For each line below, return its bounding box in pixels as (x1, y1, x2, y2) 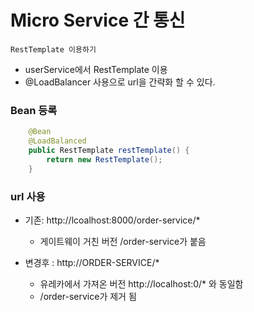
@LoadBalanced (28, 136, 87, 146)
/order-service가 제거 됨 (39, 290, 137, 302)
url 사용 (10, 189, 46, 203)
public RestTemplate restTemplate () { (28, 145, 190, 155)
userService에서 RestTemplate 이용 (24, 63, 168, 75)
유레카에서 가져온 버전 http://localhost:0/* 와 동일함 (39, 277, 244, 290)
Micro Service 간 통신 (10, 9, 186, 32)
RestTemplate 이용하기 (10, 44, 97, 55)
